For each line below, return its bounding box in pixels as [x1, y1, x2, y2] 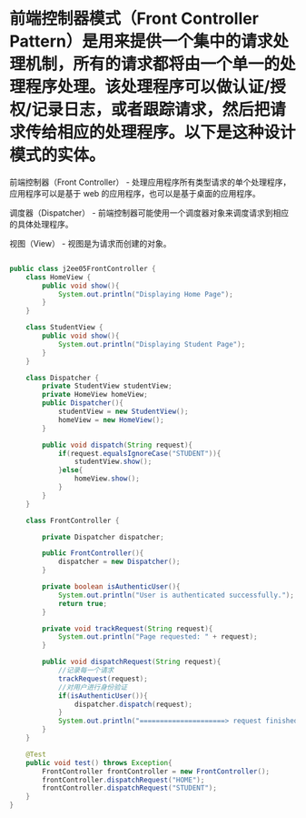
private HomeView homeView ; [42, 390, 148, 399]
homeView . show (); [74, 474, 141, 483]
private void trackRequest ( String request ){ [42, 624, 213, 633]
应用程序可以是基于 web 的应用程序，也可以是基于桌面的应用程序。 [9, 187, 261, 198]
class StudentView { [25, 323, 104, 332]
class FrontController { [25, 516, 120, 525]
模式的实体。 [9, 145, 106, 166]
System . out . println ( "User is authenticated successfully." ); [57, 591, 295, 600]
